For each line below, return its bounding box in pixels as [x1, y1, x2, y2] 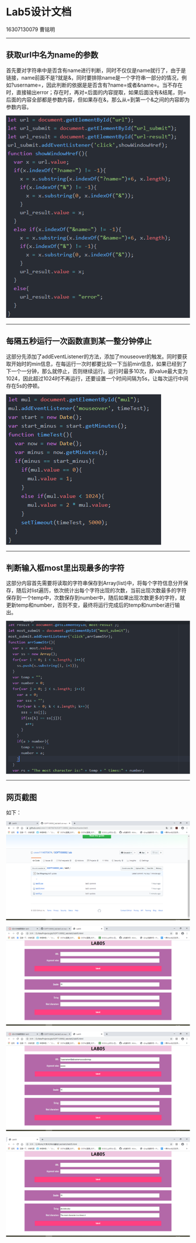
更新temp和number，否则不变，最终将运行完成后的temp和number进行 [6, 601, 175, 609]
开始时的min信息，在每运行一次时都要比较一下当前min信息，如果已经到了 [10, 360, 187, 367]
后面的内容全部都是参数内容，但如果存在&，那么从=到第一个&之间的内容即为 [6, 96, 190, 103]
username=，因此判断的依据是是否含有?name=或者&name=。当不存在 [13, 81, 183, 88]
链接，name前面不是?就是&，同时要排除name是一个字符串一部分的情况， [6, 74, 182, 81]
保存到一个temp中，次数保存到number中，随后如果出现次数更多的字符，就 [6, 594, 185, 601]
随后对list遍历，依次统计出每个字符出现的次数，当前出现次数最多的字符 [16, 587, 187, 594]
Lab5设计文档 [6, 5, 72, 19]
